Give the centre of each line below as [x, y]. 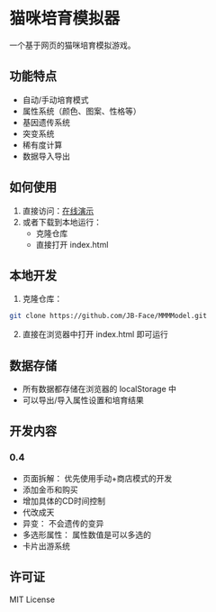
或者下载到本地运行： [62, 222]
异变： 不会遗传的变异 [63, 523]
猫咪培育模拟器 [65, 18]
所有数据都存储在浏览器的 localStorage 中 [99, 389]
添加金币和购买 [50, 489]
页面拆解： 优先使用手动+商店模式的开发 [97, 478]
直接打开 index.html [72, 244]
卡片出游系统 [46, 545]
